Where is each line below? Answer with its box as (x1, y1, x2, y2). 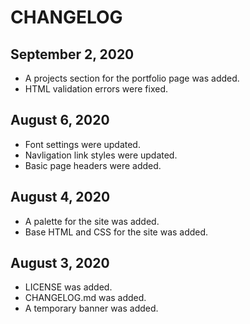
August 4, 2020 (10, 189, 111, 206)
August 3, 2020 (10, 255, 110, 272)
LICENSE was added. (24, 281, 113, 293)
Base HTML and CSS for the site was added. (24, 226, 209, 238)
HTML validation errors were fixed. (24, 83, 169, 95)
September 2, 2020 (10, 46, 135, 63)
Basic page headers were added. (24, 159, 162, 171)
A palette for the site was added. (24, 215, 160, 227)
